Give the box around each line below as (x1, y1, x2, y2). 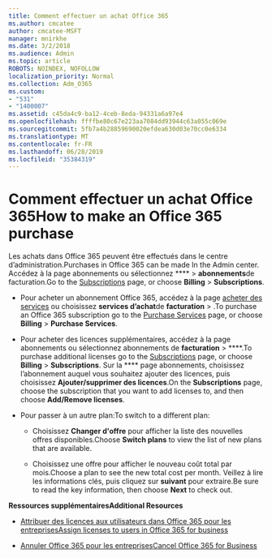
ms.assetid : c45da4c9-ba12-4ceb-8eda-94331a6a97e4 (8, 110, 183, 118)
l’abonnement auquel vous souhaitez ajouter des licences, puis (19, 369, 231, 379)
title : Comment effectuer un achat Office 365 (8, 11, 169, 20)
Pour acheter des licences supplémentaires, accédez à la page (19, 334, 231, 345)
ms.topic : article (8, 58, 71, 66)
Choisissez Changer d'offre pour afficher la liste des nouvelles (32, 427, 244, 436)
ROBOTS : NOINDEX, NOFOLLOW (8, 65, 100, 73)
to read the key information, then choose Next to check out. (32, 485, 233, 495)
